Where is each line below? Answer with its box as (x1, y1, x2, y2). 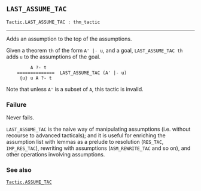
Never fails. (6, 114, 35, 121)
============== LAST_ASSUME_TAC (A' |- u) (17, 70, 127, 76)
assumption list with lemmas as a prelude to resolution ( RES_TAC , (6, 138, 164, 146)
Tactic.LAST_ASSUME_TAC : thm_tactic (6, 19, 100, 25)
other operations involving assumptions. (6, 151, 105, 158)
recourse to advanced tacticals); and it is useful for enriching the (6, 132, 166, 139)
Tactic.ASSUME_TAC (6, 179, 52, 186)
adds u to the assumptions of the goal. (6, 53, 100, 60)
